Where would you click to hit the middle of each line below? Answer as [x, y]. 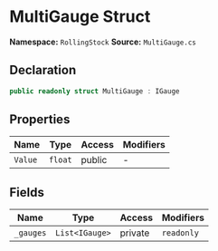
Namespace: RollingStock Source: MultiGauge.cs [103, 42]
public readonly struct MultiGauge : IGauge [95, 91]
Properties [40, 120]
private [135, 233]
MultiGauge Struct [80, 17]
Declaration [43, 70]
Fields [27, 192]
